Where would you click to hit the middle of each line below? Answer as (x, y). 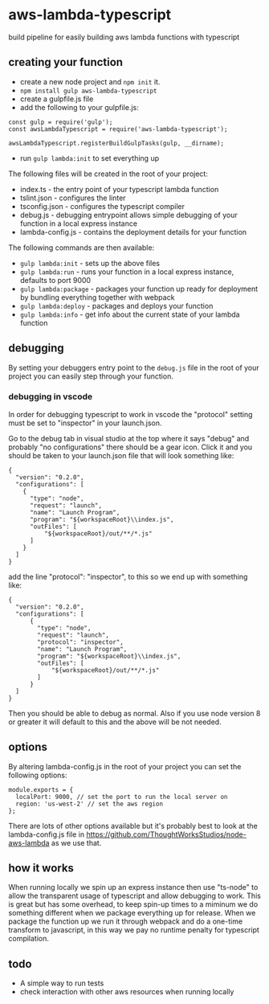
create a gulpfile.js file (57, 99)
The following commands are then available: (82, 248)
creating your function (65, 62)
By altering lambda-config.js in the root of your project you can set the (125, 766)
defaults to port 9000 (55, 280)
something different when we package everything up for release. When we (132, 913)
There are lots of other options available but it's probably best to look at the (133, 826)
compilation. (29, 939)
